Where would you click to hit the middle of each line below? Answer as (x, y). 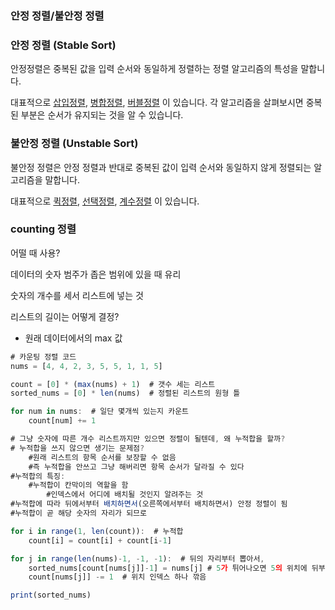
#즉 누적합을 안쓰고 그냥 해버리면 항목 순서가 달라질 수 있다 (136, 467)
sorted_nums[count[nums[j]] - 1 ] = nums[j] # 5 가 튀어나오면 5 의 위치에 (168, 568)
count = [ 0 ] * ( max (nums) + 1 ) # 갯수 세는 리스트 (113, 384)
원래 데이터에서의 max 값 (73, 338)
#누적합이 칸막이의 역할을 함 (78, 485)
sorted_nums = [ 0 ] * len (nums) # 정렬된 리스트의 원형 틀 (125, 393)
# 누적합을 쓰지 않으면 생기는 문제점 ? (77, 448)
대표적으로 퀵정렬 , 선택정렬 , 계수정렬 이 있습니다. (105, 201)
